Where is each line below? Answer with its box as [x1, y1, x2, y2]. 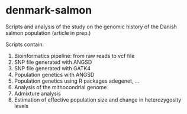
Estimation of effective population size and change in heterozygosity [14, 96, 182, 103]
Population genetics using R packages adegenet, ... [14, 77, 140, 84]
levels [14, 102, 29, 109]
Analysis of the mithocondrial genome [14, 83, 107, 90]
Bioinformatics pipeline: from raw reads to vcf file [14, 52, 135, 59]
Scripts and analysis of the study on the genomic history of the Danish [5, 23, 177, 30]
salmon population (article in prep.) [5, 29, 91, 36]
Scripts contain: [5, 41, 44, 48]
